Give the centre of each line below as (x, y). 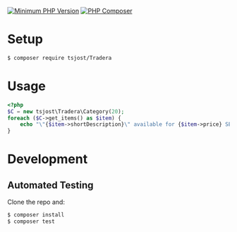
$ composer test (31, 221)
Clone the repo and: (36, 202)
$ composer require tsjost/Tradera (60, 58)
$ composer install (36, 215)
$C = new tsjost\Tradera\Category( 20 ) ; (66, 111)
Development (48, 159)
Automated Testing (50, 185)
